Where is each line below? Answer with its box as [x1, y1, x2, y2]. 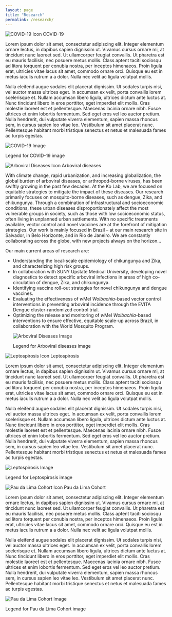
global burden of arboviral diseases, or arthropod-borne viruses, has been [5, 178, 163, 184]
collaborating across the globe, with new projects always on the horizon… [5, 238, 162, 244]
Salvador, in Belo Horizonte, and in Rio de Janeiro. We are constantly [5, 232, 150, 238]
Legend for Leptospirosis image [5, 474, 73, 481]
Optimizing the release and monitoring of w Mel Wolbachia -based [12, 312, 151, 319]
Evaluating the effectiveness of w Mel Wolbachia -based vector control [12, 296, 161, 302]
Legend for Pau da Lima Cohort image [5, 606, 86, 612]
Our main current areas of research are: [5, 248, 89, 254]
